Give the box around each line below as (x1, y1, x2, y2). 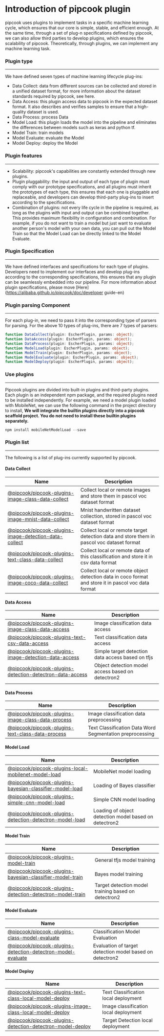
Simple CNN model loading (93, 796, 155, 803)
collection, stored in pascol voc (80, 513, 152, 519)
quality (12, 109, 26, 115)
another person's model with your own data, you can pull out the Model (12, 225, 156, 231)
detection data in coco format (80, 573, 148, 580)
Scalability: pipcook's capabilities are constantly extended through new (12, 168, 156, 174)
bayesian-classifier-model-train (7, 874, 83, 880)
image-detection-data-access (7, 654, 80, 661)
